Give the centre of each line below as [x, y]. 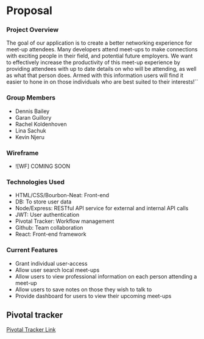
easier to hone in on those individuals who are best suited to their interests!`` [102, 82]
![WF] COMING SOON [43, 166]
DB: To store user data [43, 202]
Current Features [32, 250]
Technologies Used [36, 182]
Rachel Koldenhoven [41, 124]
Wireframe [23, 153]
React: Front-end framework [51, 234]
